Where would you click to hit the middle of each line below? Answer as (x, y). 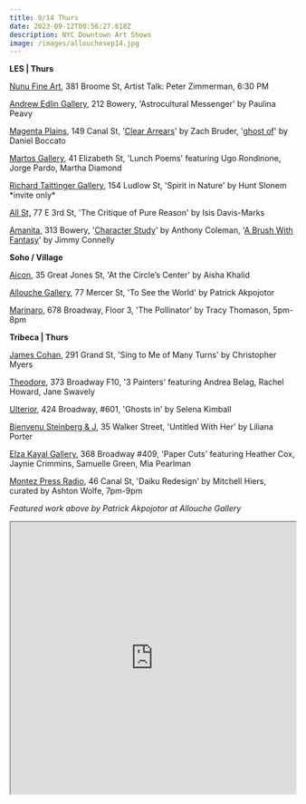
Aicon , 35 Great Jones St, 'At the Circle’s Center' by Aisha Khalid (130, 275)
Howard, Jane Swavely (52, 392)
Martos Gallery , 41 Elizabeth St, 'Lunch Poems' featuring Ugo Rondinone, (145, 159)
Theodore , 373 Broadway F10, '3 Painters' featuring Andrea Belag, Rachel (147, 383)
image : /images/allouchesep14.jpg (75, 43)
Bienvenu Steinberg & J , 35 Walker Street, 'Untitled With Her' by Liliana (142, 427)
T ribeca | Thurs (39, 337)
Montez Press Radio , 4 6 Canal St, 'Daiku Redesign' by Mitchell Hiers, (138, 481)
